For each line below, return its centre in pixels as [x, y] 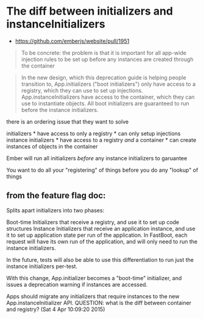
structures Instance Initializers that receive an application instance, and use [101, 228]
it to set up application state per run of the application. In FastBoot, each [97, 235]
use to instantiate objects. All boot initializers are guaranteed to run [105, 103]
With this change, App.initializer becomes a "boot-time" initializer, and [94, 278]
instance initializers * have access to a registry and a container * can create [101, 140]
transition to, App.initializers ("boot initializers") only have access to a [108, 84]
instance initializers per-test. [42, 266]
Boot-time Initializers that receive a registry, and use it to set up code [93, 222]
